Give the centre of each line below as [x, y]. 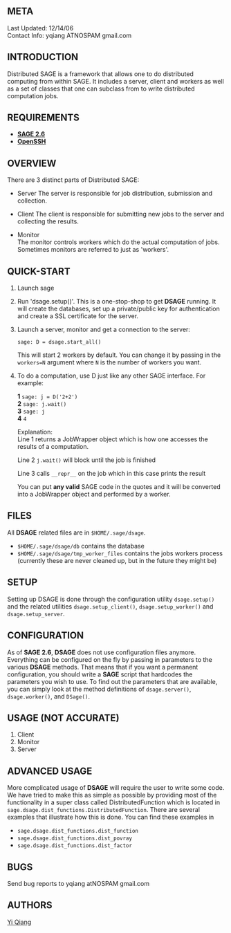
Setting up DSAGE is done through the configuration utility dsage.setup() [111, 599]
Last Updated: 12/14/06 [40, 28]
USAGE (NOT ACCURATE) [63, 718]
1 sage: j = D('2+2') [47, 396]
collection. [32, 201]
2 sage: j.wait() [42, 404]
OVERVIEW [32, 163]
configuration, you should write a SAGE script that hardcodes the [100, 674]
